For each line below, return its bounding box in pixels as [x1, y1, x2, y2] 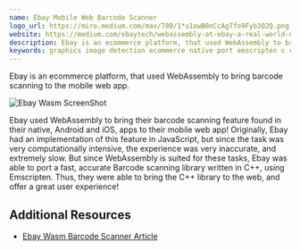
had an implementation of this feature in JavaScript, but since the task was [9, 134, 284, 145]
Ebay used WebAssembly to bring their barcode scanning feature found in [9, 115, 282, 126]
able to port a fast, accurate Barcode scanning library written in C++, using [9, 162, 285, 173]
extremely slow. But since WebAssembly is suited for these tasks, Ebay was [9, 153, 287, 163]
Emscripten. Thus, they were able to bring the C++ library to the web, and [9, 171, 280, 183]
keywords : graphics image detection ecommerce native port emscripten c [9, 46, 286, 55]
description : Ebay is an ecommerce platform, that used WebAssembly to [9, 37, 281, 47]
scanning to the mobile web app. [9, 80, 129, 91]
